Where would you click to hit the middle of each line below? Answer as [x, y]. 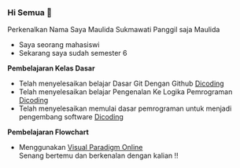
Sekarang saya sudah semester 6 [73, 53]
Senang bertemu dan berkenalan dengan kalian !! [98, 155]
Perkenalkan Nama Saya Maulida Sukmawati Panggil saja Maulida [114, 30]
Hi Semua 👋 [30, 13]
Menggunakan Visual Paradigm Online [81, 148]
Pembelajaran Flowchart [48, 132]
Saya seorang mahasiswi [59, 45]
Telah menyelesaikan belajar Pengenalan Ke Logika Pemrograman [126, 92]
